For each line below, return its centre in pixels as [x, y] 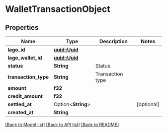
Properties [22, 28]
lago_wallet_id [25, 58]
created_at [21, 112]
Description [113, 41]
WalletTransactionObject [58, 9]
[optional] [148, 104]
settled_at [20, 104]
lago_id [16, 50]
